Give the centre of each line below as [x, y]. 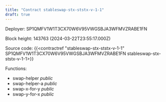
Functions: [16, 68]
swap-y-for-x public [33, 94]
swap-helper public [33, 78]
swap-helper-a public [35, 83]
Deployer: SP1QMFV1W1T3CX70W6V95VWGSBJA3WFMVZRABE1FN [76, 28]
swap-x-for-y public [33, 88]
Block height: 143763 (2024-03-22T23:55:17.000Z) [58, 38]
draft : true [18, 14]
